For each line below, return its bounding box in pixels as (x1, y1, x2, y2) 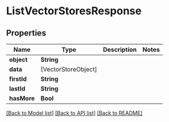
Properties (6, 28, 46, 38)
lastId (9, 85, 26, 93)
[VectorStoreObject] (40, 65, 98, 73)
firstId (9, 75, 27, 83)
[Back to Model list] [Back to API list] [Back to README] (6, 110, 143, 117)
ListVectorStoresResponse (6, 4, 142, 18)
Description (103, 46, 137, 54)
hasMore (9, 94, 35, 102)
